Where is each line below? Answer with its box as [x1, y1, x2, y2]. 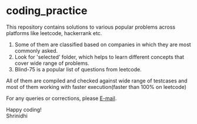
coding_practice [6, 4, 88, 18]
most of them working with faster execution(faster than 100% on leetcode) [6, 83, 187, 90]
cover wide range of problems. [14, 60, 89, 67]
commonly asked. [14, 47, 58, 54]
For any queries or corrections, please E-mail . [6, 95, 117, 102]
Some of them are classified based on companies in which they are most [14, 41, 191, 48]
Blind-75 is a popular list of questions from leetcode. [14, 66, 142, 73]
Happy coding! [6, 106, 42, 113]
